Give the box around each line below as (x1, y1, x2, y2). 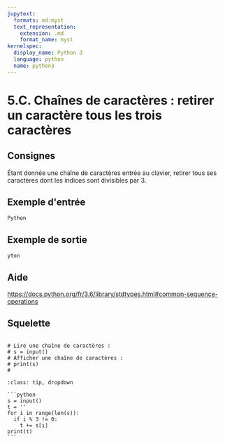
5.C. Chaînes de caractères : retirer (7, 92, 215, 108)
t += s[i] (20, 421, 49, 429)
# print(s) (7, 360, 39, 367)
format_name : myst (20, 36, 73, 43)
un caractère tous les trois (7, 107, 162, 123)
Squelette (7, 318, 51, 330)
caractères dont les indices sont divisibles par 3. (7, 176, 147, 184)
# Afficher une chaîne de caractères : (7, 354, 124, 361)
